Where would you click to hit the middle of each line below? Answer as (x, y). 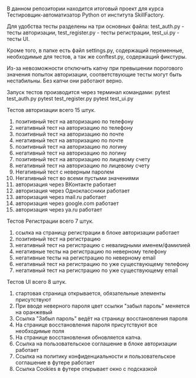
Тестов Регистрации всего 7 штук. (50, 221)
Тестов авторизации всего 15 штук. (51, 110)
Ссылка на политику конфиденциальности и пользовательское (95, 356)
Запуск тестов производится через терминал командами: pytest (89, 92)
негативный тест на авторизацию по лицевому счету (82, 166)
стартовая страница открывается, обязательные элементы (91, 293)
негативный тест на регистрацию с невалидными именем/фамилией (103, 245)
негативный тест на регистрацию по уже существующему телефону (102, 264)
